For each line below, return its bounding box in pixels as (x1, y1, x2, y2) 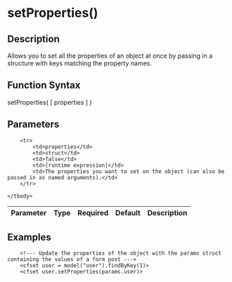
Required (77, 207, 109, 217)
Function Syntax (7, 79, 81, 91)
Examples (7, 231, 51, 243)
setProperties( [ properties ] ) (7, 98, 93, 106)
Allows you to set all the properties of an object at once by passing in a (7, 51, 213, 60)
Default (115, 207, 141, 217)
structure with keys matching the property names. (7, 59, 153, 68)
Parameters (7, 118, 60, 131)
